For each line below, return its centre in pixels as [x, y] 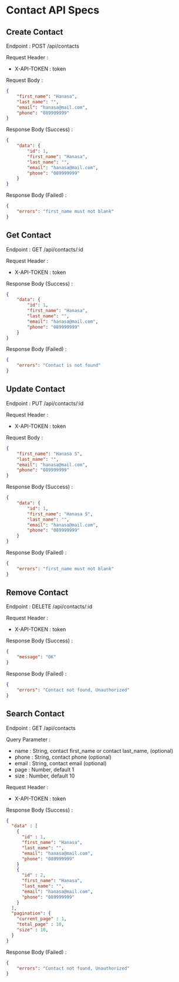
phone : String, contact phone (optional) [63, 757]
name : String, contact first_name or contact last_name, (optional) [94, 750]
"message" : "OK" [37, 657]
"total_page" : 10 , [40, 924]
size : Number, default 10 [45, 776]
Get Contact [29, 235]
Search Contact [35, 714]
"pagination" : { [31, 914]
